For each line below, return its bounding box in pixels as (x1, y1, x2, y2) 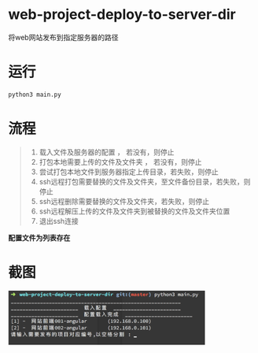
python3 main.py (8, 91, 61, 98)
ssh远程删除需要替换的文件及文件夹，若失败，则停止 (39, 196, 210, 206)
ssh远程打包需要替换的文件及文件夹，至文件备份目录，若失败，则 (39, 176, 251, 186)
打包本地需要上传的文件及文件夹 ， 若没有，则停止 (39, 157, 202, 166)
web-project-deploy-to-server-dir (8, 6, 236, 24)
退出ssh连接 (39, 216, 79, 225)
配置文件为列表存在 (8, 232, 71, 242)
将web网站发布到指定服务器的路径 (8, 32, 119, 42)
